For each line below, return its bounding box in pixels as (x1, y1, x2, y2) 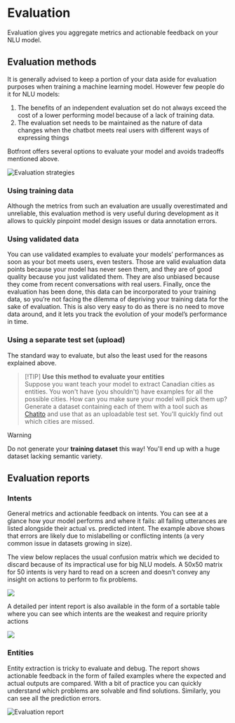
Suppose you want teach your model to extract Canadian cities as (24, 379, 215, 388)
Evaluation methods (7, 56, 97, 68)
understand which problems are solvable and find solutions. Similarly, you (7, 686, 221, 695)
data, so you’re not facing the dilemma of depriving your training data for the (7, 295, 229, 303)
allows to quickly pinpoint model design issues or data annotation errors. (7, 217, 217, 225)
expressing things (17, 133, 69, 142)
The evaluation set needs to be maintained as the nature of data (17, 118, 203, 127)
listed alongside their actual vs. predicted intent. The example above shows (7, 524, 225, 533)
